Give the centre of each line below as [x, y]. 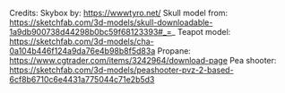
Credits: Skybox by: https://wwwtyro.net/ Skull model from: [119, 13]
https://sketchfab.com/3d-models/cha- [82, 41]
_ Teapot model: [201, 32]
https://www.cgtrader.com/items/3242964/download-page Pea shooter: [143, 60]
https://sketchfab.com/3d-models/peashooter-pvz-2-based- [122, 70]
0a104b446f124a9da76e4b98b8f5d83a [82, 51]
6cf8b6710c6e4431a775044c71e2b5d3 [82, 79]
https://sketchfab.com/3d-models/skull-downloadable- [111, 22]
